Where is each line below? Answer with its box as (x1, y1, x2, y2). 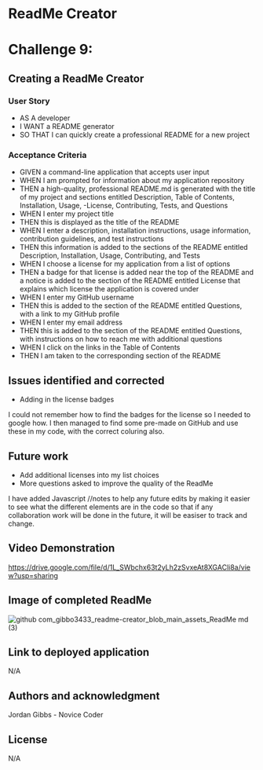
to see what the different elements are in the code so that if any (8, 502, 214, 511)
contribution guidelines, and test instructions (19, 234, 165, 244)
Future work (8, 449, 69, 463)
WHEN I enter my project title (19, 209, 114, 218)
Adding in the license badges (19, 394, 115, 405)
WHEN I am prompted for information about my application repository (19, 176, 245, 185)
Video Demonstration (8, 541, 115, 555)
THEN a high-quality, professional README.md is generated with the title (19, 184, 256, 193)
